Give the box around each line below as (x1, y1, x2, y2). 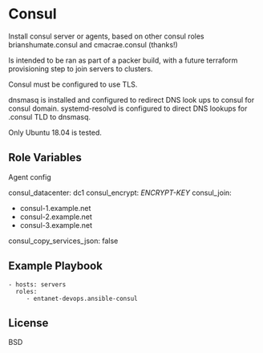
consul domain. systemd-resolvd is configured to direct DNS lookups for (8, 103, 248, 113)
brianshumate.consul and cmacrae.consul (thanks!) (8, 39, 178, 49)
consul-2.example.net (19, 212, 92, 221)
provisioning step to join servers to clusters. (8, 63, 153, 73)
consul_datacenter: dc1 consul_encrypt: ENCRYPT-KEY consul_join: (8, 188, 233, 197)
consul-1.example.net (19, 203, 91, 213)
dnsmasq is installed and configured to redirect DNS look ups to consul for (8, 95, 255, 104)
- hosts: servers (8, 280, 67, 289)
